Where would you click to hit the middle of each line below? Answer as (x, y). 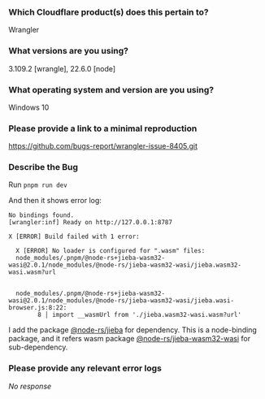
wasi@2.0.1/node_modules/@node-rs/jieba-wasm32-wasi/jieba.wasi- (121, 301)
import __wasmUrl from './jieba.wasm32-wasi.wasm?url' (147, 315)
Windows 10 (29, 107)
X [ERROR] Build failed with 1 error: (74, 237)
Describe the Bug (43, 167)
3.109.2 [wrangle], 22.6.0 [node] (62, 68)
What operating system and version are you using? (111, 89)
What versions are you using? (68, 51)
